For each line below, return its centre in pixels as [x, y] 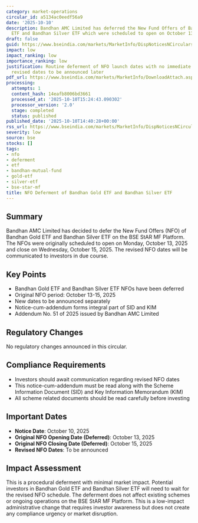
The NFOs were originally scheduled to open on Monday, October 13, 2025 [97, 243]
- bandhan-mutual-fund [34, 171]
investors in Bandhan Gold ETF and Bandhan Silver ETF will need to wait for [98, 489]
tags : [13, 149]
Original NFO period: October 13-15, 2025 [65, 295]
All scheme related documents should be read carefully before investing [102, 398]
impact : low [21, 50]
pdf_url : [17, 77]
